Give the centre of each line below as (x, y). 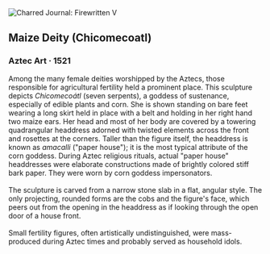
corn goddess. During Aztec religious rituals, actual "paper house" (119, 156)
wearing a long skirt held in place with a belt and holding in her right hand (130, 113)
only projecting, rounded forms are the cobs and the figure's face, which (129, 198)
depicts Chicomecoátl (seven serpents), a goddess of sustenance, (119, 95)
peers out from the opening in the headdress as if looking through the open (133, 207)
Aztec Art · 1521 (39, 61)
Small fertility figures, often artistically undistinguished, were (109, 232)
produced (25, 241)
